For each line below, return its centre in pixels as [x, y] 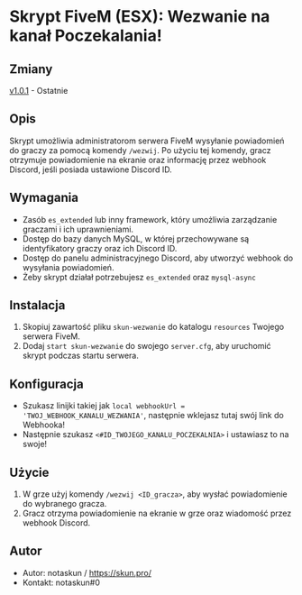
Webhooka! [44, 425]
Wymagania [44, 198]
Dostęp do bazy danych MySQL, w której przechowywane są [136, 238]
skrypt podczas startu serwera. [81, 356]
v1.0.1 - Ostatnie [39, 91]
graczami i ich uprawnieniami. [78, 229]
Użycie [29, 472]
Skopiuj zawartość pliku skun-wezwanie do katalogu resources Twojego [153, 327]
